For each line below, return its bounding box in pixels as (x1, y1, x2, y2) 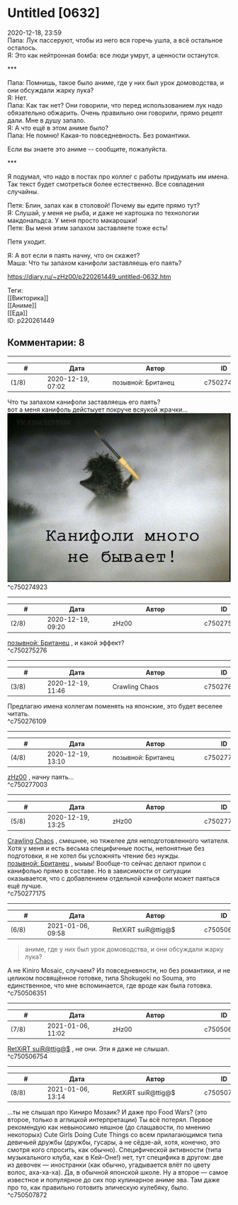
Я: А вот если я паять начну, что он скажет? (7, 251, 140, 259)
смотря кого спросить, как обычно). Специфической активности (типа (7, 1145, 222, 1154)
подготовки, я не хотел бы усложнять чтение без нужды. (7, 852, 180, 860)
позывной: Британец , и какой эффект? (7, 638, 125, 647)
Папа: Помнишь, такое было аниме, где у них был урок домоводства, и (7, 78, 225, 86)
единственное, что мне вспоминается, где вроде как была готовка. (7, 981, 212, 990)
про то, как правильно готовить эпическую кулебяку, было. (7, 1183, 189, 1192)
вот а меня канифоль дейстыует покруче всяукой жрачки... (7, 405, 188, 414)
